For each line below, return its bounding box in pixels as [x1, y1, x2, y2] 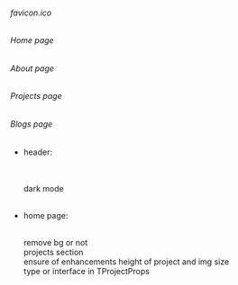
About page [10, 63, 55, 74]
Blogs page [10, 119, 53, 129]
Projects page [10, 91, 62, 102]
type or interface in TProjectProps [23, 265, 150, 276]
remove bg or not [23, 236, 88, 247]
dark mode [23, 183, 64, 193]
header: [23, 147, 53, 157]
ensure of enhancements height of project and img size [23, 256, 230, 267]
